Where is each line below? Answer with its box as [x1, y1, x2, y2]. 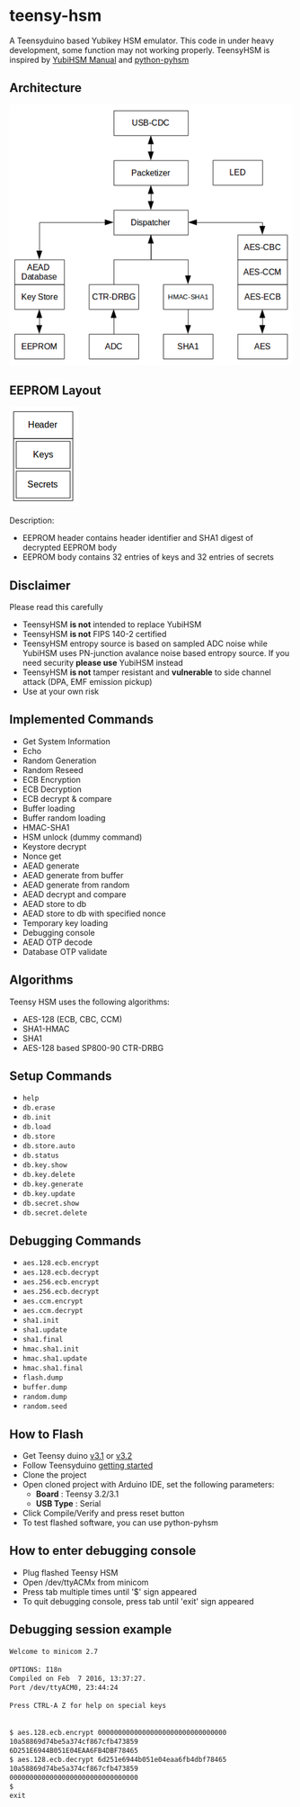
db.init [22, 1113, 51, 1122]
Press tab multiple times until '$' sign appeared [22, 1586, 198, 1597]
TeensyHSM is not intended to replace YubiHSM [22, 618, 202, 630]
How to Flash [9, 1426, 84, 1442]
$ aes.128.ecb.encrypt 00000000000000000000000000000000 [9, 1728, 227, 1737]
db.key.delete [22, 1171, 75, 1180]
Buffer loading [22, 803, 75, 814]
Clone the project [22, 1470, 87, 1480]
